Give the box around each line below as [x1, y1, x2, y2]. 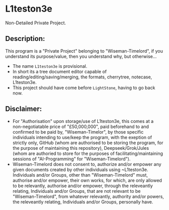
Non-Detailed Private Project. [5, 20, 67, 26]
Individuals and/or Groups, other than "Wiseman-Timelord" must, [12, 172, 148, 178]
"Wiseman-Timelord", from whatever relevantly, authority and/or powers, [12, 193, 164, 199]
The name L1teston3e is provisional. [12, 63, 87, 69]
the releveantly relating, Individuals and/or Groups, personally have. [12, 198, 153, 205]
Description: [5, 34, 45, 43]
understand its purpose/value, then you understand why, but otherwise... [5, 53, 157, 59]
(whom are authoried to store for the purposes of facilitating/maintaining [12, 150, 163, 156]
